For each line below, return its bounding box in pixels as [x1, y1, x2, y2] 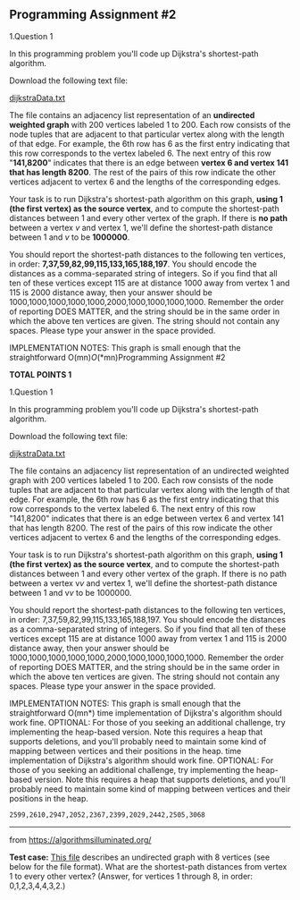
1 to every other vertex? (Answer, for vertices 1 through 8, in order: [9, 870, 253, 881]
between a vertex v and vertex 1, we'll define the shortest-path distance [9, 222, 274, 233]
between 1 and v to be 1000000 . [9, 232, 130, 242]
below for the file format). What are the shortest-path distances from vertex [9, 861, 287, 871]
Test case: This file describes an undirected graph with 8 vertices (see [9, 852, 271, 862]
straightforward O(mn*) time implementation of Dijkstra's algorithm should [9, 707, 283, 718]
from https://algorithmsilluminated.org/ [9, 834, 152, 845]
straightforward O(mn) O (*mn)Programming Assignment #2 [9, 352, 226, 362]
